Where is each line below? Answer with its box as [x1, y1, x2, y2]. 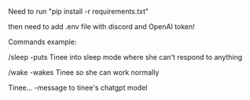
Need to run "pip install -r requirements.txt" [8, 7, 149, 16]
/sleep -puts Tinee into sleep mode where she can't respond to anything [8, 53, 243, 61]
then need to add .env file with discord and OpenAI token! [8, 22, 195, 31]
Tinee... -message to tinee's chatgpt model [8, 83, 148, 92]
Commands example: [8, 37, 77, 46]
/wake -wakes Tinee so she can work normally [8, 68, 160, 77]
